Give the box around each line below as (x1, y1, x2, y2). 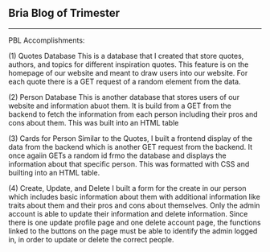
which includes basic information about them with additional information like (8, 192, 261, 201)
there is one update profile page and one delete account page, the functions (8, 217, 261, 227)
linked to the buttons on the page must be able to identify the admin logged (8, 225, 258, 236)
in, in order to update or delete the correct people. (8, 234, 174, 244)
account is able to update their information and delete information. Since (8, 209, 248, 218)
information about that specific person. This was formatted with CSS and (8, 159, 250, 168)
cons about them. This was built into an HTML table (8, 118, 179, 127)
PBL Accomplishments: (8, 35, 85, 45)
